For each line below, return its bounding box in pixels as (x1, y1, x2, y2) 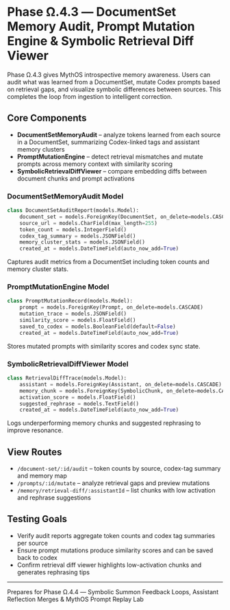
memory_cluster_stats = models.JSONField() (19, 239, 146, 246)
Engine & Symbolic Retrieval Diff (7, 34, 194, 49)
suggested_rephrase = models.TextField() (19, 400, 139, 407)
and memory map (16, 471, 67, 480)
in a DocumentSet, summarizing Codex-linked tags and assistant (16, 138, 200, 146)
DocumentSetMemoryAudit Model (7, 191, 124, 201)
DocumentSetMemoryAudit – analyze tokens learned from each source (16, 130, 221, 139)
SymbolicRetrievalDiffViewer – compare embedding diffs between (16, 167, 207, 175)
